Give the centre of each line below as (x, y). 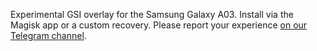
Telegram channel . (48, 35)
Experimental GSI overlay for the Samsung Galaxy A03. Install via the (152, 14)
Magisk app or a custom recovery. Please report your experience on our (159, 25)
